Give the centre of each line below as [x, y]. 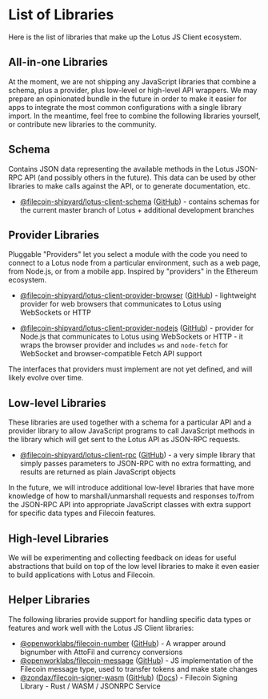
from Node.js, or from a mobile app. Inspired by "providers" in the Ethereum [133, 271]
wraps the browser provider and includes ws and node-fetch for [124, 345]
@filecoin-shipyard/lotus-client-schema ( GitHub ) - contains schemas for [140, 201]
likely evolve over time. [46, 378]
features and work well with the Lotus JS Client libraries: [101, 628]
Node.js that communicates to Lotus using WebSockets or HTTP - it [132, 337]
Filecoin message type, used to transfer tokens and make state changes [138, 669]
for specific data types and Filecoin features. [82, 513]
